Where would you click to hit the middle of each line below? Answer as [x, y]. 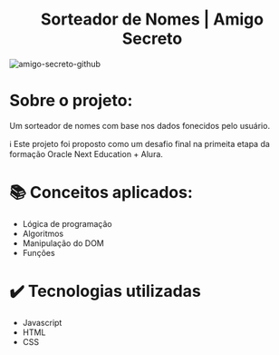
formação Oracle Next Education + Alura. [86, 153]
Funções [39, 252]
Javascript [42, 322]
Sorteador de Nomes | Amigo [152, 20]
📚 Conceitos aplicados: [101, 193]
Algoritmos [43, 233]
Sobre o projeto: [71, 101]
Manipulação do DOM [63, 243]
